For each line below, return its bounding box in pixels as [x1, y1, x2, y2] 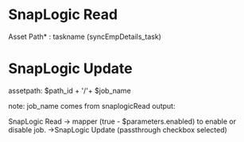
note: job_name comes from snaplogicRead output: [8, 101, 176, 110]
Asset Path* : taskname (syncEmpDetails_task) [8, 32, 161, 41]
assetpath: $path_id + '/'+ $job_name [8, 86, 131, 95]
